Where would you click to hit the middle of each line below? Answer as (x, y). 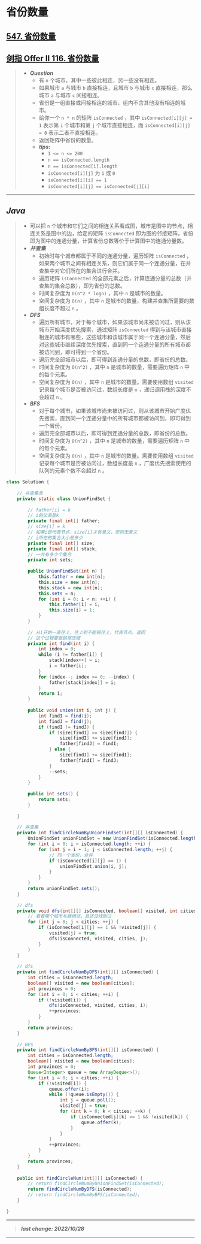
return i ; (50, 694)
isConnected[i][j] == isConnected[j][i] (99, 187)
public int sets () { (53, 794)
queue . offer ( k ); (101, 1122)
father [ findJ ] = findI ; (89, 744)
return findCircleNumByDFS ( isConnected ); (80, 1189)
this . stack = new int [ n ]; (70, 588)
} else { (60, 749)
